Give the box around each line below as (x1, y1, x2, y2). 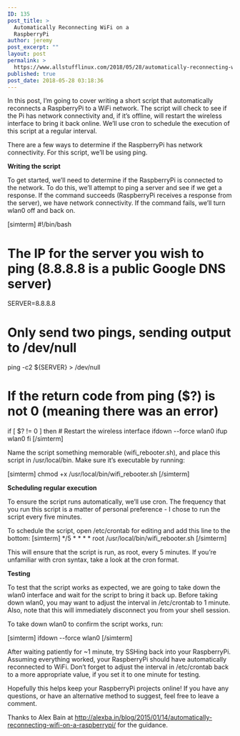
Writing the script (7, 162, 61, 171)
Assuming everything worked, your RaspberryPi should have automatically (7, 655, 227, 664)
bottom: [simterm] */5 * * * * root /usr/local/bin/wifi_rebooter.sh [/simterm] (7, 534, 227, 543)
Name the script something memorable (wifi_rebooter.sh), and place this (7, 448, 221, 457)
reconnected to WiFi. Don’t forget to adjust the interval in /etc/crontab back (7, 662, 229, 672)
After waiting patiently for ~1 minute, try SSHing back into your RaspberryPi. (7, 647, 231, 656)
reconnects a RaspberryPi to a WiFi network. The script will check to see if (7, 104, 227, 113)
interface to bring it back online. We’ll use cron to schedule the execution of (7, 119, 230, 128)
